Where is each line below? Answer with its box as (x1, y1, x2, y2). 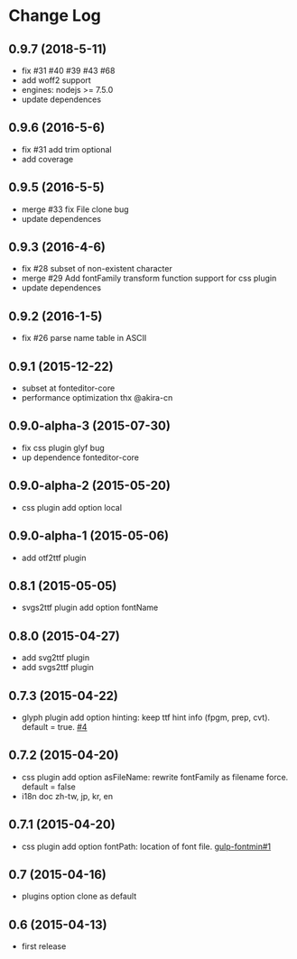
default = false (21, 781, 76, 792)
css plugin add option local (21, 502, 123, 512)
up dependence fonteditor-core (21, 452, 140, 463)
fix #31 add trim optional (21, 143, 112, 154)
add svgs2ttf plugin (21, 662, 94, 673)
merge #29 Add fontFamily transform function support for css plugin (21, 272, 277, 284)
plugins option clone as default (21, 890, 137, 902)
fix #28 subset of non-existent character (21, 263, 172, 274)
